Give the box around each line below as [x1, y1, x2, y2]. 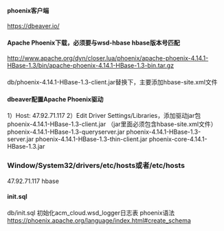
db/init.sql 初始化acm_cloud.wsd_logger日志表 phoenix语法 [7, 208, 175, 217]
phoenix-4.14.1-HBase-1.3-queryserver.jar [7, 127, 125, 136]
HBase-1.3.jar [7, 143, 45, 151]
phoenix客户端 [7, 6, 49, 14]
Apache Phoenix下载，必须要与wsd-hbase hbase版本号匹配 [7, 38, 180, 47]
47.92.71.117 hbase [7, 177, 60, 185]
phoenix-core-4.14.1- [148, 135, 208, 143]
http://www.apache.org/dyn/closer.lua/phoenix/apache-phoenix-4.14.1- [7, 54, 209, 62]
